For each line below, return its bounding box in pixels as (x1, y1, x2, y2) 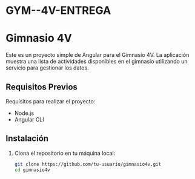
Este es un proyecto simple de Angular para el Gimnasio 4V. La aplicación (5, 51, 190, 59)
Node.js (14, 109, 35, 117)
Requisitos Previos (5, 82, 78, 92)
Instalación (5, 134, 49, 144)
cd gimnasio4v (14, 167, 50, 173)
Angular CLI (14, 116, 44, 123)
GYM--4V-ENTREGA (5, 4, 111, 18)
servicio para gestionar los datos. (5, 64, 89, 71)
